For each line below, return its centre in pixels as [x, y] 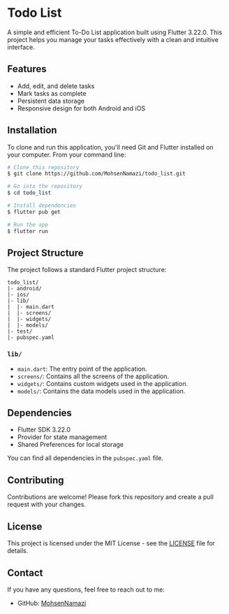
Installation [32, 130]
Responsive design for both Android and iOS [81, 108]
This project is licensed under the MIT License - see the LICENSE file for [111, 543]
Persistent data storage [51, 101]
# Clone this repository [43, 167]
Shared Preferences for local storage [71, 445]
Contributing [36, 480]
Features [27, 69]
